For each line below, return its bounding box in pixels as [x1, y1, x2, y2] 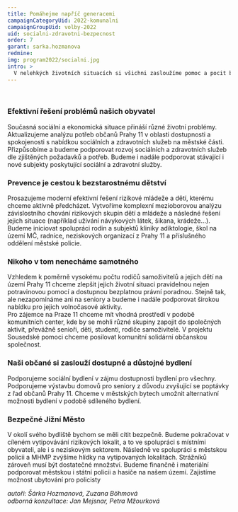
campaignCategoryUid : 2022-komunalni [7, 17, 119, 24]
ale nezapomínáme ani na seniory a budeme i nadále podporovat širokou [7, 295, 220, 304]
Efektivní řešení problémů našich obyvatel [7, 107, 156, 117]
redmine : [7, 50, 33, 57]
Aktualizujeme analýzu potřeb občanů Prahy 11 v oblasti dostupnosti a [7, 130, 211, 139]
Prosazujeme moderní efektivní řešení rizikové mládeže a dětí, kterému [7, 194, 214, 202]
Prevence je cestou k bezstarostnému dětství [7, 178, 166, 187]
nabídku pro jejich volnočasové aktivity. [7, 303, 123, 311]
